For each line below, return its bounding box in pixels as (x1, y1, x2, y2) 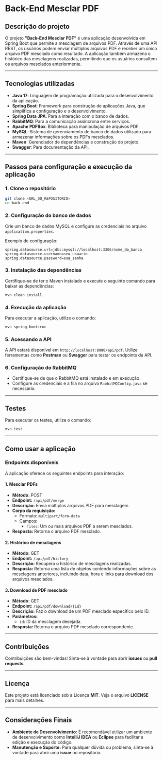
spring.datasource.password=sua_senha (5, 256, 83, 261)
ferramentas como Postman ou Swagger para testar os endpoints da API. (5, 352, 153, 358)
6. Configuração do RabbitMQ (5, 364, 77, 371)
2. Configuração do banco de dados (5, 212, 91, 219)
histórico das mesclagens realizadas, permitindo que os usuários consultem (5, 56, 157, 61)
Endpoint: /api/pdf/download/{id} (12, 603, 81, 609)
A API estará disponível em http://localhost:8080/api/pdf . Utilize (5, 347, 138, 353)
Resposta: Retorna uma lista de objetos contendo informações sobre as (12, 566, 156, 572)
